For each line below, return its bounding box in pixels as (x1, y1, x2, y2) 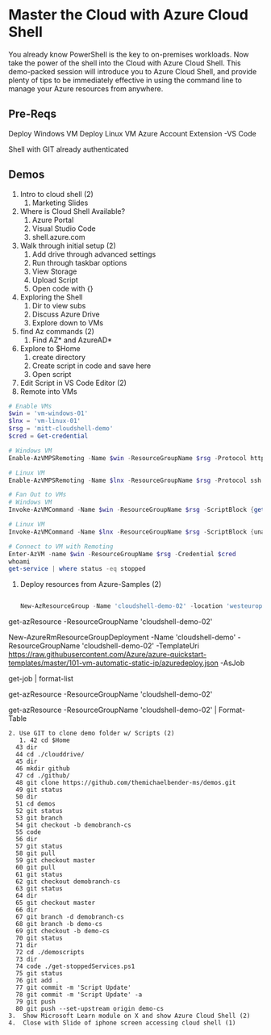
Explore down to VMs (31, 317, 103, 328)
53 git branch (15, 814, 63, 823)
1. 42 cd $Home (19, 736, 70, 744)
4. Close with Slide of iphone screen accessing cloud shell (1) (8, 1019, 236, 1027)
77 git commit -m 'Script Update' (15, 983, 131, 992)
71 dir (15, 941, 38, 949)
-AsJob (220, 658, 245, 668)
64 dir (15, 892, 38, 900)
